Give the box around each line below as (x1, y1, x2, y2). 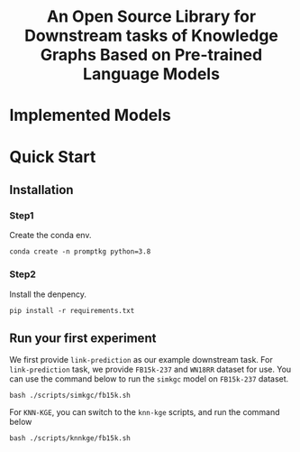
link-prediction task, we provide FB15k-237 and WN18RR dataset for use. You (9, 364, 292, 375)
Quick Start (9, 146, 96, 167)
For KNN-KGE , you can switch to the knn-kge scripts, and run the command (9, 407, 281, 418)
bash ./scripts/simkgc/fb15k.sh (9, 391, 131, 401)
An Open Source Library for (46, 6, 257, 27)
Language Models (82, 64, 221, 85)
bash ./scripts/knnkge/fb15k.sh (9, 434, 131, 443)
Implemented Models (9, 106, 171, 125)
